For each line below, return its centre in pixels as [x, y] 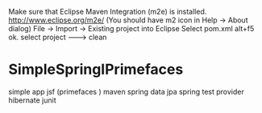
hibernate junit [32, 100]
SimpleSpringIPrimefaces [96, 69]
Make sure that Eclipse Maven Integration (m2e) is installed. [108, 12]
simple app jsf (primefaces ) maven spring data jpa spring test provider [126, 91]
